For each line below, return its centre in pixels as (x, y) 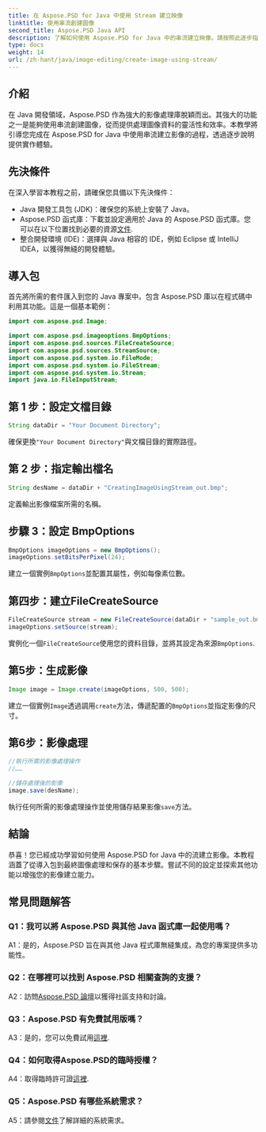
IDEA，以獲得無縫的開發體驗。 (69, 249)
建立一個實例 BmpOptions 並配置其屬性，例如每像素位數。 (99, 574)
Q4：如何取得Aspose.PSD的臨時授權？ (83, 1060)
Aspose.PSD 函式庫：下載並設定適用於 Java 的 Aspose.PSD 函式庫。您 (135, 219)
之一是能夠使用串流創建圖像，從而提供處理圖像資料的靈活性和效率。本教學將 (133, 124)
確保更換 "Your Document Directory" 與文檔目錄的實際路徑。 (104, 442)
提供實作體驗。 (32, 144)
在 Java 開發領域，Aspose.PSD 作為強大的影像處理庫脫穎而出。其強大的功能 (133, 114)
